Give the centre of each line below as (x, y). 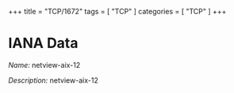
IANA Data (43, 43)
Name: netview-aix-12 (44, 65)
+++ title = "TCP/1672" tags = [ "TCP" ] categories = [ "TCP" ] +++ (117, 11)
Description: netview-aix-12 (54, 80)
